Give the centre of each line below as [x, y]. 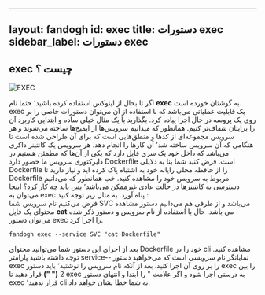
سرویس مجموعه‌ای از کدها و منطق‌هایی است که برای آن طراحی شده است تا [122, 136]
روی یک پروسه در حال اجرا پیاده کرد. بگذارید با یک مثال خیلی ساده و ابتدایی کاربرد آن [132, 120]
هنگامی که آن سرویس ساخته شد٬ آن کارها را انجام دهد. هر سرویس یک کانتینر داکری [131, 145]
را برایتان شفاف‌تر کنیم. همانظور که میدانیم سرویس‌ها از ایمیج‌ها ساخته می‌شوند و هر [132, 128]
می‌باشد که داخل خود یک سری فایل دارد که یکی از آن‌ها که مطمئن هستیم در [119, 153]
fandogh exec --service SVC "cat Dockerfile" [85, 234]
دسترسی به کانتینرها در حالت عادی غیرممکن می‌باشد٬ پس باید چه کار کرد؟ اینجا [125, 186]
